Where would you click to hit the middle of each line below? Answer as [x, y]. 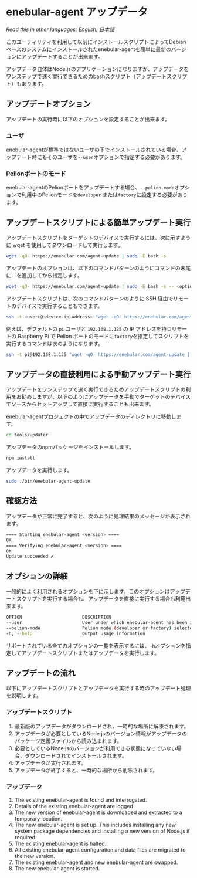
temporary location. [38, 818]
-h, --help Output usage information [76, 633]
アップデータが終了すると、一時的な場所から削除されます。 [86, 770]
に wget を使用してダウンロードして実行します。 [64, 245]
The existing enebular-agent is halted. [60, 843]
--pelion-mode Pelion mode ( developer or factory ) [89, 628]
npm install [21, 458]
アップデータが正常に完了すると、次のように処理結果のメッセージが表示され [98, 516]
